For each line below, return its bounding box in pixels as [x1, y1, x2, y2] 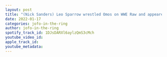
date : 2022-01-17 [5, 16, 41, 21]
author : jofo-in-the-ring [5, 26, 59, 31]
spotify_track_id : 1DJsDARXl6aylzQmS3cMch [5, 30, 94, 35]
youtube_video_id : [5, 35, 43, 40]
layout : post [5, 7, 32, 12]
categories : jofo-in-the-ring [5, 21, 68, 26]
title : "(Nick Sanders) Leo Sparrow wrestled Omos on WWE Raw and [5, 12, 146, 17]
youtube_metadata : [5, 44, 43, 49]
